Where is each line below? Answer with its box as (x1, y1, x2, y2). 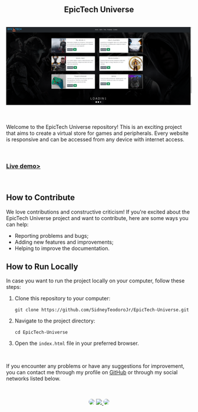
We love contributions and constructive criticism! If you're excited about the (6, 208, 190, 215)
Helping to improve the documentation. (14, 244, 110, 252)
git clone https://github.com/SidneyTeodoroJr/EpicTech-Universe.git (14, 307, 190, 313)
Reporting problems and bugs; (14, 232, 89, 239)
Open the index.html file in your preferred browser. (14, 340, 140, 347)
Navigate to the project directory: (14, 317, 95, 324)
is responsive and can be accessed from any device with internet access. (6, 136, 184, 143)
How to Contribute (6, 192, 75, 202)
